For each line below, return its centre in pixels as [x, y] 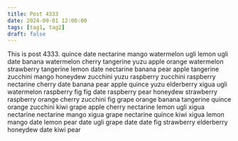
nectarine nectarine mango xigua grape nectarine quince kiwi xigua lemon [116, 115]
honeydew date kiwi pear [44, 130]
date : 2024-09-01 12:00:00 [47, 21]
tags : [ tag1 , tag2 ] [36, 27]
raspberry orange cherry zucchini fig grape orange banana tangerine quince [119, 100]
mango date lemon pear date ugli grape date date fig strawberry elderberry [118, 122]
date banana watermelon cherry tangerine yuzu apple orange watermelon [115, 62]
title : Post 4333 [33, 14]
